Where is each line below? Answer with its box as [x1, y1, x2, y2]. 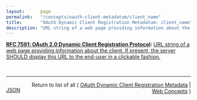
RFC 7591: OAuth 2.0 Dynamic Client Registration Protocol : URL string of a [6, 41, 190, 48]
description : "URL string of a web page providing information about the [6, 25, 191, 31]
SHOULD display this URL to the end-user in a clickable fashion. [6, 53, 161, 60]
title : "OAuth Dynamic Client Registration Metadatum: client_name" [6, 19, 193, 25]
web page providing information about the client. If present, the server [6, 47, 176, 54]
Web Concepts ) [151, 88, 191, 95]
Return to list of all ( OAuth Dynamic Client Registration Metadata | [31, 81, 191, 88]
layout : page [6, 8, 51, 15]
